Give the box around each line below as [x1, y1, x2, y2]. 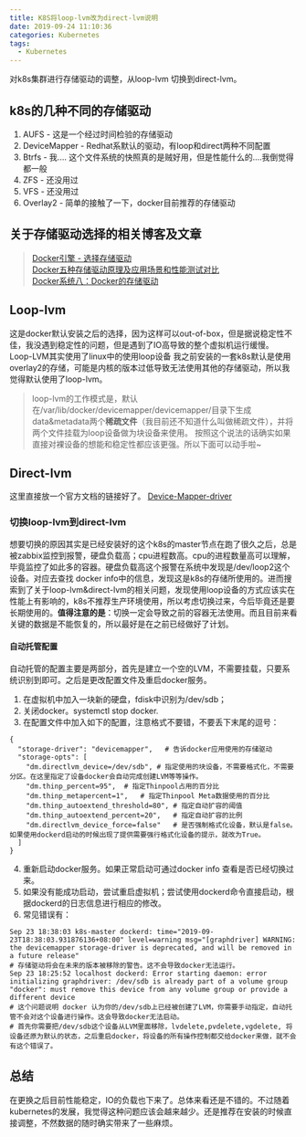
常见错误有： [22, 909, 71, 920]
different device [9, 993, 76, 1002]
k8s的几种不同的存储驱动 [9, 102, 152, 119]
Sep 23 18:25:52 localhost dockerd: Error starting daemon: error [9, 969, 268, 978]
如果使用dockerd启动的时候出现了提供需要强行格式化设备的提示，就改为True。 [9, 830, 266, 839]
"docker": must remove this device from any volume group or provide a [9, 984, 288, 994]
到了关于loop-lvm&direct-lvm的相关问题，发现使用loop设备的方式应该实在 [16, 584, 296, 595]
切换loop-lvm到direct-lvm [9, 516, 126, 529]
